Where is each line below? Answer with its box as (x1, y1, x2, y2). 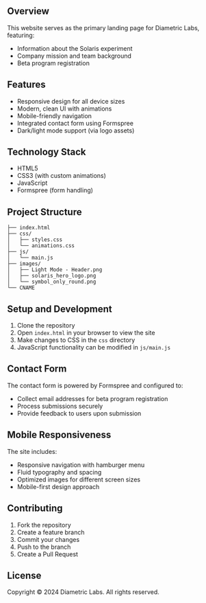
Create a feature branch (16, 528, 85, 536)
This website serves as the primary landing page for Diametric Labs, (7, 23, 200, 32)
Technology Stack (7, 146, 86, 158)
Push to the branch (16, 543, 71, 551)
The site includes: (7, 447, 57, 455)
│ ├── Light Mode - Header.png (7, 266, 103, 273)
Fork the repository (16, 521, 72, 529)
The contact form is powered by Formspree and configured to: (7, 381, 183, 389)
